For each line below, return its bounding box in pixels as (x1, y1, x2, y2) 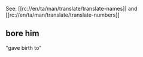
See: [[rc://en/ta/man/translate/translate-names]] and (5, 5, 138, 12)
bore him (5, 28, 39, 39)
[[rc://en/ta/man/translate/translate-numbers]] (5, 11, 120, 18)
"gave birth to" (5, 44, 42, 51)
